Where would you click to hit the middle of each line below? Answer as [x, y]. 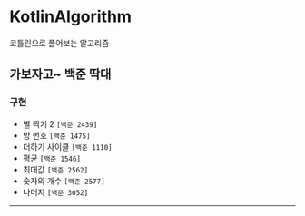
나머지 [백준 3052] [55, 191]
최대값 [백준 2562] [55, 169]
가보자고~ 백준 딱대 [60, 74]
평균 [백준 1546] [52, 158]
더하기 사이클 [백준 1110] [67, 146]
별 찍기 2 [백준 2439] [60, 123]
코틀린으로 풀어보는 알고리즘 [59, 43]
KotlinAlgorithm [70, 17]
